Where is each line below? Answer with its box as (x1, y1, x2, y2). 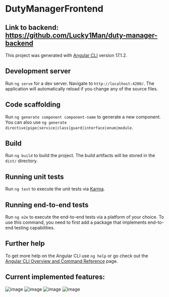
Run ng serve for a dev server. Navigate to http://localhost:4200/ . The (5, 80, 155, 86)
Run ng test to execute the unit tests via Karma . (5, 186, 105, 192)
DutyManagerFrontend (5, 3, 103, 15)
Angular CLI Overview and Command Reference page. (5, 258, 118, 264)
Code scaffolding (5, 101, 61, 109)
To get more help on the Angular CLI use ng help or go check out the (5, 253, 148, 259)
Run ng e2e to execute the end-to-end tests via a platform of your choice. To (5, 214, 164, 220)
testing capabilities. (14, 225, 55, 231)
